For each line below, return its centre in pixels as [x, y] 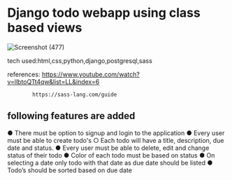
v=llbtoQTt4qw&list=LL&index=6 [53, 81]
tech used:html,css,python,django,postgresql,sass [80, 60]
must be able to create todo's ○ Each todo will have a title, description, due [116, 140]
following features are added [71, 116]
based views [45, 28]
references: [24, 74]
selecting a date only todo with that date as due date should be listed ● [110, 162]
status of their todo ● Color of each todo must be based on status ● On [111, 155]
